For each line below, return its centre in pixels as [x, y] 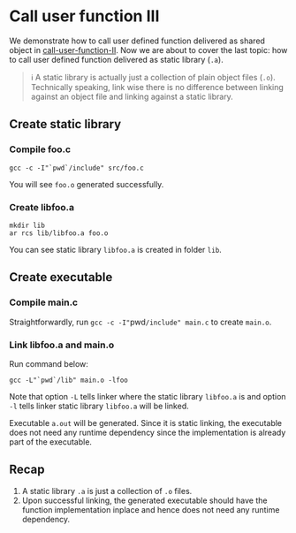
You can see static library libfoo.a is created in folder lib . [116, 249]
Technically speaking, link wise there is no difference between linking [157, 87]
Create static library [65, 124]
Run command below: [49, 363]
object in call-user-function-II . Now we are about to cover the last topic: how [148, 49]
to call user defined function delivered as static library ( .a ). [116, 59]
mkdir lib [27, 225]
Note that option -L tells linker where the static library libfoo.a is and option [148, 396]
